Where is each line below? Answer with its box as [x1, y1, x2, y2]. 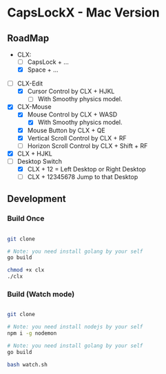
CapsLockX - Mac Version [7, 5, 160, 21]
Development [7, 193, 67, 205]
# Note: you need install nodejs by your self [7, 324, 143, 331]
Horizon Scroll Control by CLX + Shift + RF [27, 141, 148, 149]
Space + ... [27, 65, 59, 74]
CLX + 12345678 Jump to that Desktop [27, 172, 138, 180]
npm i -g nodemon [7, 330, 57, 337]
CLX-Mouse [17, 103, 52, 111]
